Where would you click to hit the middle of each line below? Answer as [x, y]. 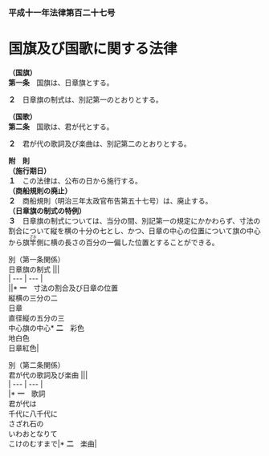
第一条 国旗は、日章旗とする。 [61, 83]
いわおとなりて [33, 434]
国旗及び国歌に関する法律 [93, 49]
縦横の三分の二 [33, 297]
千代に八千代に [33, 414]
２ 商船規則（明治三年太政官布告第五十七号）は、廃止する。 [110, 200]
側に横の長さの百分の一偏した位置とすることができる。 [128, 242]
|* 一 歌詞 [27, 393]
